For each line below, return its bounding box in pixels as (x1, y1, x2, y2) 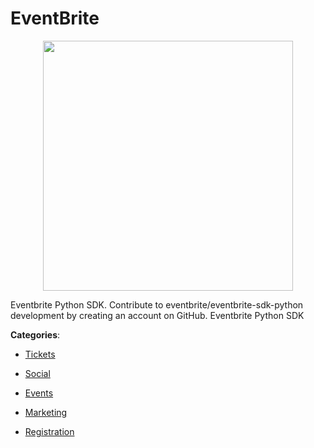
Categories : (10, 328, 61, 341)
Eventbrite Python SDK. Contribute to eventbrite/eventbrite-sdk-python (10, 298, 304, 311)
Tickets (24, 348, 56, 360)
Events (24, 387, 54, 399)
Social (24, 367, 51, 379)
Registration (24, 425, 75, 437)
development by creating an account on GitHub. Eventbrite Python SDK (10, 309, 305, 321)
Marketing (24, 406, 68, 418)
